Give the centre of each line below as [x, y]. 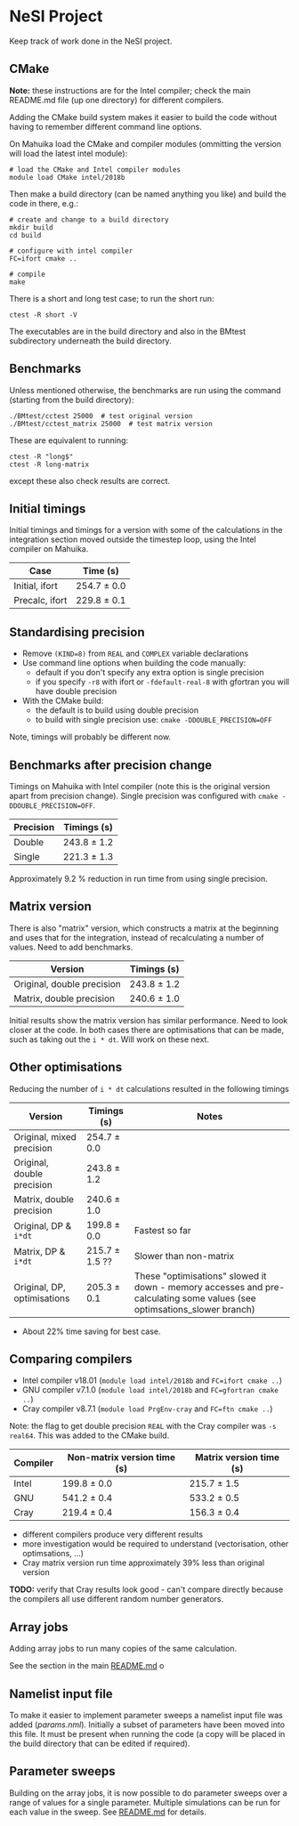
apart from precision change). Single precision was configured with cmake [144, 796]
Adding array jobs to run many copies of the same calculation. [123, 1649]
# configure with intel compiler [71, 251]
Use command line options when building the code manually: [134, 663]
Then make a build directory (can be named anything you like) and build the [148, 194]
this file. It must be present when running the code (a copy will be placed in [147, 1734]
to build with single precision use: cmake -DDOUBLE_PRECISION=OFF [154, 720]
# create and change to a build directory [89, 220]
